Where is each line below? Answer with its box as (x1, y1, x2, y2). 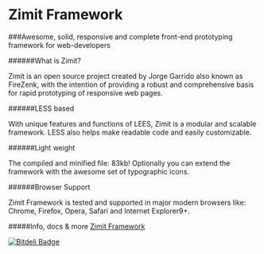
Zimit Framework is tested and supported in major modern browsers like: (8, 197, 247, 207)
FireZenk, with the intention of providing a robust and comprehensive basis (8, 80, 254, 89)
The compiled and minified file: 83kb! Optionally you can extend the (8, 158, 231, 168)
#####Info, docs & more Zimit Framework (8, 221, 146, 231)
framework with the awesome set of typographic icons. (8, 166, 189, 176)
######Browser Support (8, 182, 91, 192)
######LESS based (8, 104, 75, 113)
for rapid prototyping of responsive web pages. (8, 88, 163, 97)
